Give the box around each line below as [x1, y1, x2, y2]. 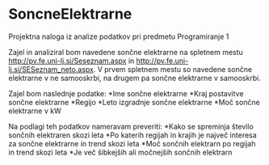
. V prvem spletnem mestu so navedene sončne [93, 64, 253, 74]
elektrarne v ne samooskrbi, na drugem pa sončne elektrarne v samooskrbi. [8, 73, 261, 82]
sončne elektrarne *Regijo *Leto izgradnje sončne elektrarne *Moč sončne [8, 97, 260, 107]
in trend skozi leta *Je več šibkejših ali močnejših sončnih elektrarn [8, 147, 233, 157]
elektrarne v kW [8, 106, 62, 116]
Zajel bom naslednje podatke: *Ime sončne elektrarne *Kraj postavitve [8, 88, 244, 98]
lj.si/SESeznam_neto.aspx [8, 64, 95, 74]
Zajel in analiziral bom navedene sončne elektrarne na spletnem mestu [8, 47, 244, 57]
